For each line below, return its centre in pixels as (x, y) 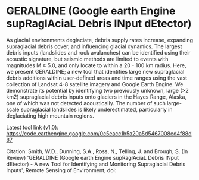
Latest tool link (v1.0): (32, 127)
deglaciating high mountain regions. (50, 116)
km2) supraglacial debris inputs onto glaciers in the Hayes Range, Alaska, (96, 97)
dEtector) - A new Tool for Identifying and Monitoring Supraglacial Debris (96, 164)
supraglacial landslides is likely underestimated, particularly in (97, 109)
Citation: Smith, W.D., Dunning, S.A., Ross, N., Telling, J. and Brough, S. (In (97, 151)
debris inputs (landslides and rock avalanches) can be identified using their (98, 52)
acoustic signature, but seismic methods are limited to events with (87, 59)
